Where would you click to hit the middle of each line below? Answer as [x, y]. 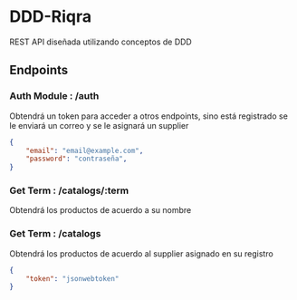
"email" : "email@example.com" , [85, 150]
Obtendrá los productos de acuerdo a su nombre [101, 210]
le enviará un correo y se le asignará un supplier [99, 125]
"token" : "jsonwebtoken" [72, 278]
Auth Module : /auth [54, 96]
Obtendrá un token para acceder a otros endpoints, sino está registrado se [148, 116]
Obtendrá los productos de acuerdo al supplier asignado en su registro [141, 253]
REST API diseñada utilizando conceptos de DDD [101, 42]
